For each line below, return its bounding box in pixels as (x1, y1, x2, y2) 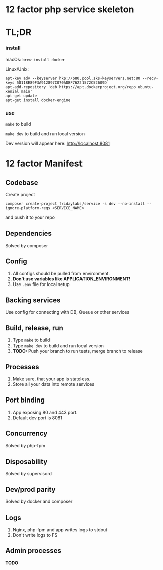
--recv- (142, 76, 158, 81)
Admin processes (5, 546, 62, 555)
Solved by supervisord (5, 471, 52, 477)
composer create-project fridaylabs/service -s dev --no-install (5, 201, 145, 206)
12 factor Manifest (5, 158, 83, 169)
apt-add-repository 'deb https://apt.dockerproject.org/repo (5, 84, 136, 89)
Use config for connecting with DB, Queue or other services (5, 309, 130, 315)
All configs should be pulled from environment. (12, 270, 110, 276)
